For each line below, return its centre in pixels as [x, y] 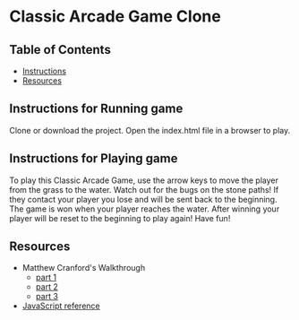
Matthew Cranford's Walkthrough [84, 268]
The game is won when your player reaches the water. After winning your [145, 209]
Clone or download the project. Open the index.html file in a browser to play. [150, 130]
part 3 [47, 297]
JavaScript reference [61, 306]
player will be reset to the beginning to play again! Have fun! [120, 218]
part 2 [47, 287]
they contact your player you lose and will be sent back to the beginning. [143, 199]
